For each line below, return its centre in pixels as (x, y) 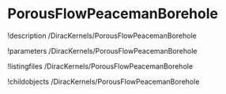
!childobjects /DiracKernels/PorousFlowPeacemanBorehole (104, 81)
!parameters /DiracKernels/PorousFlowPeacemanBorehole (102, 51)
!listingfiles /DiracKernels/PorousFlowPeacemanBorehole (100, 66)
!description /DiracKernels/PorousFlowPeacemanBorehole (102, 36)
